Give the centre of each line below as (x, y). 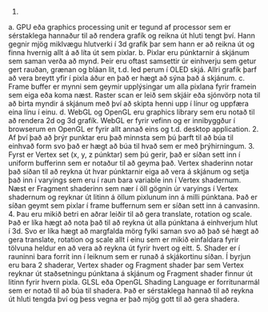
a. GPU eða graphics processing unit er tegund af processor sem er (120, 27)
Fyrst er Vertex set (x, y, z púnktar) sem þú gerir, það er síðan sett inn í (124, 154)
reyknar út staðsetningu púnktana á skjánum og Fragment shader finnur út (131, 274)
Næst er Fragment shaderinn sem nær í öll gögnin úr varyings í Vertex (123, 188)
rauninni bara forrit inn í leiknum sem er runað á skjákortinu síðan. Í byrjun (130, 256)
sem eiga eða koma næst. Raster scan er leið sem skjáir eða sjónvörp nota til (134, 95)
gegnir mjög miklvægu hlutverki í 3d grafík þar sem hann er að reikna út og (132, 44)
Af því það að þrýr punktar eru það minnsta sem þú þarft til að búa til (121, 138)
